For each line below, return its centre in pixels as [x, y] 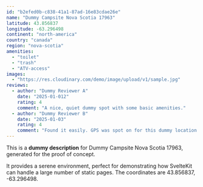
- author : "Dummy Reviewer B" [50, 114]
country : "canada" [29, 40]
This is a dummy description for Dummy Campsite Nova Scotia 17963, [95, 148]
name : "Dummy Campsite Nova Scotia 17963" [61, 18]
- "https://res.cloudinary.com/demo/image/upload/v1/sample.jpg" [96, 80]
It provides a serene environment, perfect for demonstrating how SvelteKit [99, 166]
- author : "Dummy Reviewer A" [50, 91]
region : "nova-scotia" [35, 46]
